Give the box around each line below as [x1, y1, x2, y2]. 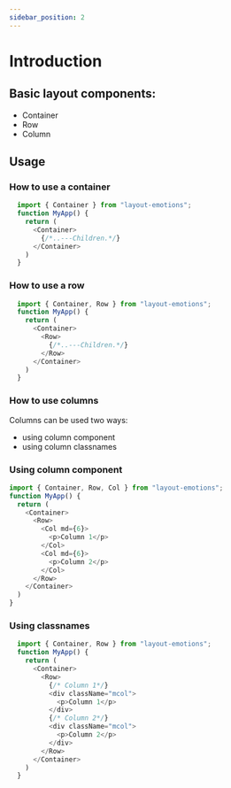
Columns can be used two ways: [9, 414, 128, 425]
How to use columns [9, 395, 99, 407]
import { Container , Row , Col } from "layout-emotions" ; [9, 483, 224, 492]
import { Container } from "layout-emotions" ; [17, 201, 192, 210]
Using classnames [9, 620, 90, 631]
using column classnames [21, 441, 118, 452]
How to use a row [9, 280, 85, 292]
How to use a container [9, 181, 111, 193]
